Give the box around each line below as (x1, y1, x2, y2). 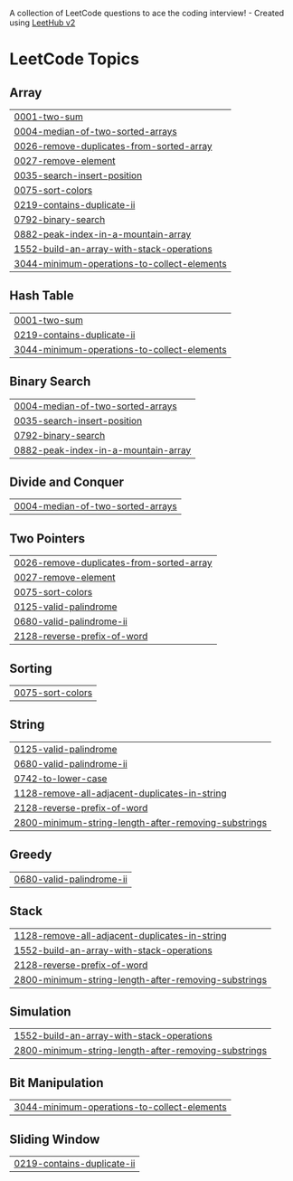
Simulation (9, 1004, 71, 1019)
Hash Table (9, 288, 74, 304)
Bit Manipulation (9, 1075, 104, 1091)
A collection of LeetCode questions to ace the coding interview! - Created (9, 8, 285, 18)
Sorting (9, 660, 52, 676)
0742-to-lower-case (14, 772, 108, 785)
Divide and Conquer (9, 475, 125, 490)
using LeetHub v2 (9, 17, 76, 28)
